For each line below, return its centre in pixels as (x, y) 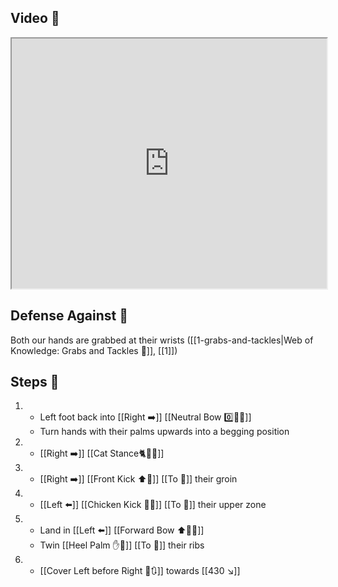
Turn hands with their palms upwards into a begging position (164, 432)
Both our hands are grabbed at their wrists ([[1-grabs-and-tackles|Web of (162, 340)
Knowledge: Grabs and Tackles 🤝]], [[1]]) (94, 350)
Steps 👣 (35, 382)
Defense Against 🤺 (69, 316)
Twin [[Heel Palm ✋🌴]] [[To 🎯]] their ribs (122, 545)
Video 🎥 (35, 18)
